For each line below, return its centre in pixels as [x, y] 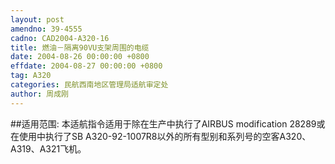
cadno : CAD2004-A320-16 [60, 38]
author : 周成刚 [39, 94]
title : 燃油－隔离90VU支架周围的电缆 [80, 47]
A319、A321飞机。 [48, 148]
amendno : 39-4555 [46, 29]
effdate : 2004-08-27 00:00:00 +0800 [86, 66]
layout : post [37, 19]
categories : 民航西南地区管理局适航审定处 [89, 85]
